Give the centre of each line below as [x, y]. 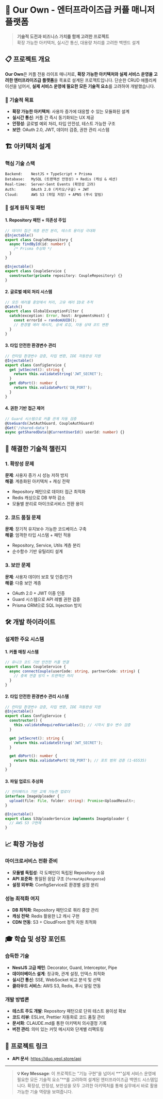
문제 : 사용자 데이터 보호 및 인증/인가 [39, 577]
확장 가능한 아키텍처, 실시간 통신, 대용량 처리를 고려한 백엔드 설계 [78, 42]
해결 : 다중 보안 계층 [23, 583]
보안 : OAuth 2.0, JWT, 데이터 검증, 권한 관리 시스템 [61, 130]
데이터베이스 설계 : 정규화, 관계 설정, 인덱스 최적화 [58, 973]
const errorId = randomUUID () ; [45, 320]
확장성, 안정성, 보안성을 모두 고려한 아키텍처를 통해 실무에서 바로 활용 [93, 1085]
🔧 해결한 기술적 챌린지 [36, 449]
